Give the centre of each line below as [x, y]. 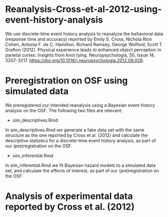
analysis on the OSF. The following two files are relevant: [64, 110]
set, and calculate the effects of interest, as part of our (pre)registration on [82, 170]
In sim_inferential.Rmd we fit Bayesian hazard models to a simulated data [80, 165]
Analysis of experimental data [69, 196]
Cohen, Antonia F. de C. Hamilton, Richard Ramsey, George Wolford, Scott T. [84, 44]
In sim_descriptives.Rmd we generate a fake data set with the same [75, 130]
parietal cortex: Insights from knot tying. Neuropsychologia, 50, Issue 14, [80, 55]
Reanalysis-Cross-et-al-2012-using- [83, 9]
